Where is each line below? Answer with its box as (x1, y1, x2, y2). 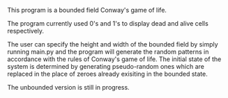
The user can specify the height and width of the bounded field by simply (7, 40, 218, 48)
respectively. (7, 27, 44, 35)
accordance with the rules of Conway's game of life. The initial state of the (7, 55, 222, 63)
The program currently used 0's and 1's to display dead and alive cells (7, 19, 209, 27)
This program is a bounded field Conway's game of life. (7, 6, 167, 14)
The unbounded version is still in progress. (7, 83, 130, 91)
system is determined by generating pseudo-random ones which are (7, 63, 204, 70)
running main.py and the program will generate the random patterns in (7, 48, 209, 56)
